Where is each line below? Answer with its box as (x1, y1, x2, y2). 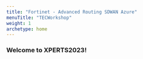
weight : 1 (6, 20, 32, 26)
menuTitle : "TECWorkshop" (6, 15, 72, 21)
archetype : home (6, 26, 47, 32)
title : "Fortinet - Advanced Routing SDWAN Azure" (6, 9, 138, 15)
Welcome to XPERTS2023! (6, 46, 87, 55)
